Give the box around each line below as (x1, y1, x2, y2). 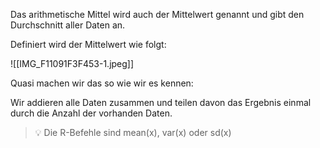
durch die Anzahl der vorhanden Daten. (10, 107, 173, 119)
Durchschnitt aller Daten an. (10, 19, 126, 31)
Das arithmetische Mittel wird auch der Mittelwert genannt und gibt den (10, 9, 305, 20)
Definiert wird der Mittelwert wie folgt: (10, 39, 167, 50)
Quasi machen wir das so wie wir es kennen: (10, 77, 194, 89)
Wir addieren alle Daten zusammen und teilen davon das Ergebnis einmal (10, 97, 312, 108)
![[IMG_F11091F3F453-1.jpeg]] (10, 58, 135, 69)
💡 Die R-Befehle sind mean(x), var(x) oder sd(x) (34, 127, 232, 138)
